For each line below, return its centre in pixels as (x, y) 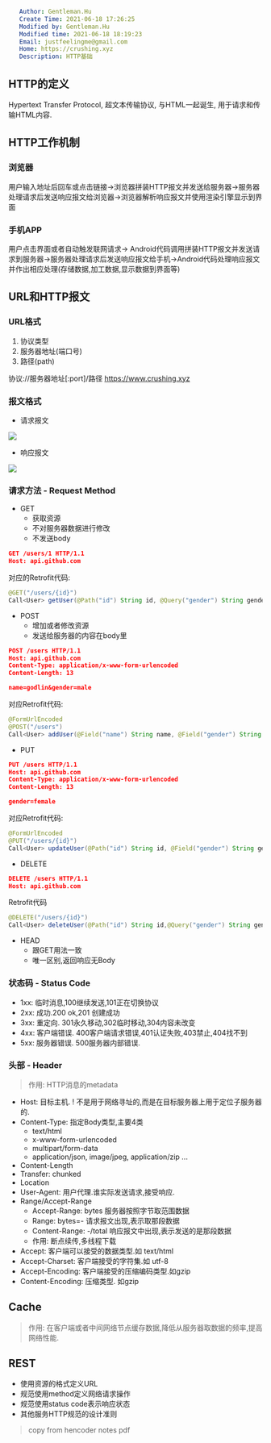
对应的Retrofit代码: (40, 578)
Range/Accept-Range (56, 1201)
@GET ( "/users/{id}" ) (43, 593)
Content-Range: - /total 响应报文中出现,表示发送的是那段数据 (132, 1231)
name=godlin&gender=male (50, 688)
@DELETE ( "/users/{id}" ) (48, 918)
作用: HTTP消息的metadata (73, 1084)
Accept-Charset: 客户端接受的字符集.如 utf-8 (94, 1261)
